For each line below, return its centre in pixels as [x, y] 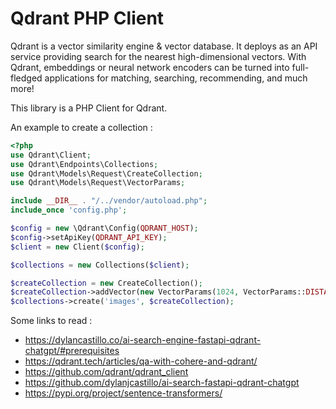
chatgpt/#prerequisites [72, 351]
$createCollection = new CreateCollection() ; [106, 283]
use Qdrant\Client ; [51, 155]
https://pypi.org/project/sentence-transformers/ [123, 393]
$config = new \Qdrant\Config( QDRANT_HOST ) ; [104, 228]
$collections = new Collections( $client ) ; [100, 265]
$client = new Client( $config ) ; [77, 247]
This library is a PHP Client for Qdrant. [89, 108]
